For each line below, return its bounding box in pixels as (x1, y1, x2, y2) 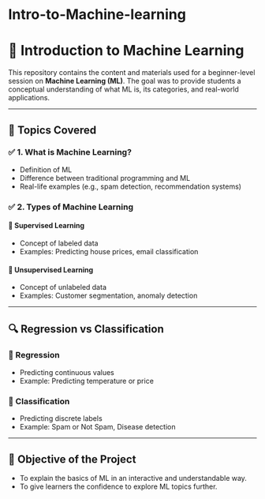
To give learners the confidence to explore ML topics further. (19, 482, 218, 491)
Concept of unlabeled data (19, 283, 106, 292)
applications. (8, 93, 50, 103)
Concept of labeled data (19, 238, 99, 248)
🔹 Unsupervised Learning (8, 265, 94, 274)
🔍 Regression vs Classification (8, 322, 164, 336)
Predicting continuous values (19, 367, 114, 377)
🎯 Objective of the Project (8, 452, 136, 466)
